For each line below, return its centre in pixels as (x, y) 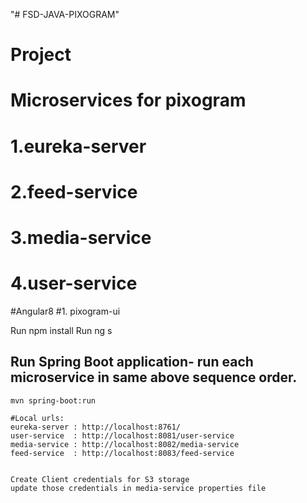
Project (41, 55)
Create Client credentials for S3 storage (100, 479)
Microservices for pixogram (128, 100)
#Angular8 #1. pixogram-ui (65, 311)
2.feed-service (74, 191)
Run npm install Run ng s (61, 330)
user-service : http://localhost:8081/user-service (122, 435)
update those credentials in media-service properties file (138, 488)
